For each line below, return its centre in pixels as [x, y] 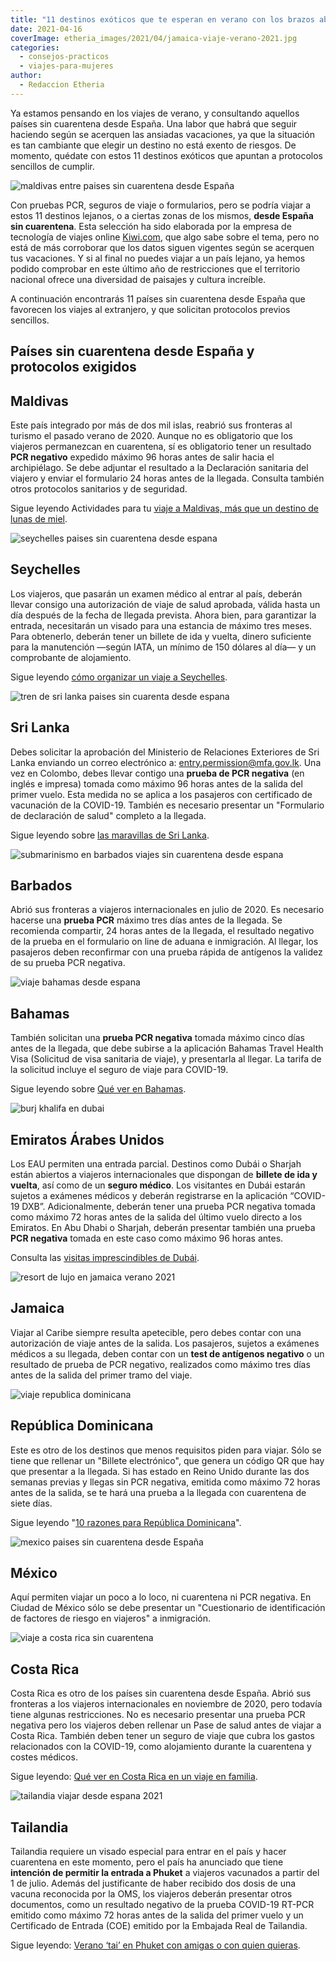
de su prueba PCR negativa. [68, 963]
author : [26, 76]
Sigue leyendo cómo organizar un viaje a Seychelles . [119, 677]
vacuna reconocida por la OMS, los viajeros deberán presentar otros [151, 1894]
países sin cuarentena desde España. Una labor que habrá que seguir [154, 123]
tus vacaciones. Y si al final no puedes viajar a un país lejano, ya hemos [158, 258]
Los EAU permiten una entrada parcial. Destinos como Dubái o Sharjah [156, 1164]
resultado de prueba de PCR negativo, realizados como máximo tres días [160, 1364]
